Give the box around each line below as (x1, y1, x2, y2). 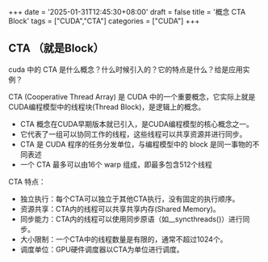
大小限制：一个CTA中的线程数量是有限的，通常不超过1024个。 (19, 234, 228, 244)
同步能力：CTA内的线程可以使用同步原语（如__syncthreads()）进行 (19, 213, 244, 224)
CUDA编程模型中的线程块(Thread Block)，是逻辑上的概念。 (8, 102, 206, 112)
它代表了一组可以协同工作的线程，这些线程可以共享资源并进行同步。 (19, 129, 247, 139)
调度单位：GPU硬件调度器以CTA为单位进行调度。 (19, 244, 184, 254)
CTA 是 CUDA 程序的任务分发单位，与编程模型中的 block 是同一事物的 (19, 139, 253, 149)
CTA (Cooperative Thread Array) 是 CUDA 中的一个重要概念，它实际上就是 (8, 91, 256, 101)
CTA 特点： (8, 176, 46, 186)
